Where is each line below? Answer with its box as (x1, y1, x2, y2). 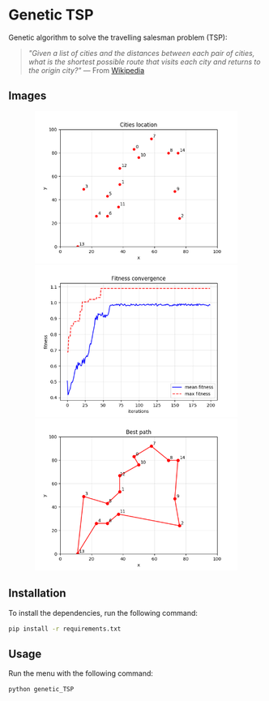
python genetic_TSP (8, 686, 75, 694)
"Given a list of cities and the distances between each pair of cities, (28, 48, 255, 58)
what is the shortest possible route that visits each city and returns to (28, 57, 261, 67)
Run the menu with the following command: (8, 669, 154, 678)
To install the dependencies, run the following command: (8, 608, 199, 617)
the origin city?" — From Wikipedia (28, 65, 145, 75)
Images (8, 89, 47, 103)
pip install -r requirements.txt (8, 625, 122, 633)
